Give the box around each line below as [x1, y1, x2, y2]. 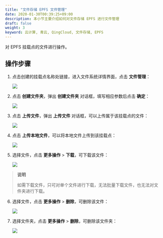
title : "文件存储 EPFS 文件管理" [5, 7, 67, 12]
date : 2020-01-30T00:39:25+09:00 [5, 12, 73, 17]
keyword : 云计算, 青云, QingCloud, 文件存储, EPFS [5, 30, 103, 35]
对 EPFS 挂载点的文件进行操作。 [5, 44, 70, 49]
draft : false [5, 21, 32, 26]
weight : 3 [5, 25, 25, 30]
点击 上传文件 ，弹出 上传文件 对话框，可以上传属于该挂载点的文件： [12, 113, 149, 119]
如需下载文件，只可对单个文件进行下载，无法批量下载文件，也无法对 [17, 182, 154, 188]
